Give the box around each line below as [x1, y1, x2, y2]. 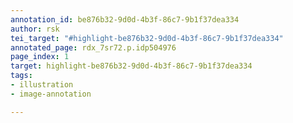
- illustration [10, 80, 74, 90]
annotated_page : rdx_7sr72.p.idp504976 [10, 42, 177, 53]
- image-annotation [10, 89, 92, 99]
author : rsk [10, 24, 60, 34]
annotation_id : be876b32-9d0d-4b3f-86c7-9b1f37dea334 [10, 14, 240, 25]
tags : [10, 71, 33, 81]
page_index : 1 [10, 52, 70, 62]
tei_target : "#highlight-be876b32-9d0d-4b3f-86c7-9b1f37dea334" [10, 33, 284, 43]
